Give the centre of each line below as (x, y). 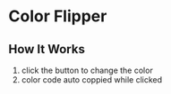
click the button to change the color (87, 70)
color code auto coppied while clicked (92, 80)
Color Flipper (58, 16)
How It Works (47, 49)
